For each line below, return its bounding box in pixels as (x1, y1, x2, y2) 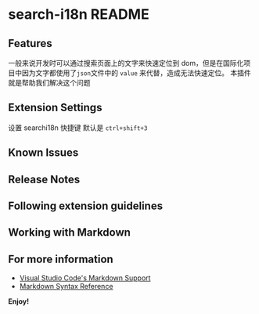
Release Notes (8, 172, 81, 186)
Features (8, 37, 52, 50)
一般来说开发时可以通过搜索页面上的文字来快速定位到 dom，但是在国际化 (8, 59, 244, 67)
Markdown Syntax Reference (19, 282, 113, 291)
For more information (8, 252, 113, 265)
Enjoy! (8, 297, 30, 306)
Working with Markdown (8, 226, 131, 240)
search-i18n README (8, 5, 150, 23)
